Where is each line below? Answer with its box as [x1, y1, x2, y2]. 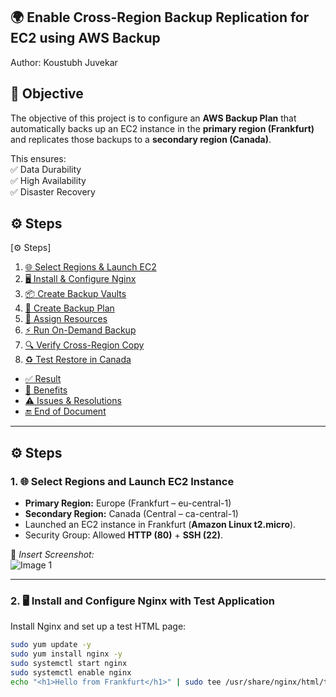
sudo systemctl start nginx [10, 659, 128, 669]
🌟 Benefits [24, 384, 68, 396]
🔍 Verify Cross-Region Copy [24, 339, 145, 351]
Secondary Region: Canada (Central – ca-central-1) [24, 508, 239, 520]
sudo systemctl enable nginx [10, 668, 132, 678]
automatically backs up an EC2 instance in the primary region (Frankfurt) [10, 122, 315, 134]
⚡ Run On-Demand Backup [24, 324, 137, 336]
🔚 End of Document [24, 405, 107, 418]
